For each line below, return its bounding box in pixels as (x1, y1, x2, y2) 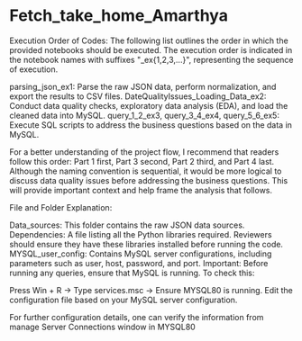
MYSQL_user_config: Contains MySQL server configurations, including (9, 248, 272, 259)
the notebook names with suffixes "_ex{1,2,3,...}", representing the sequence (9, 54, 295, 65)
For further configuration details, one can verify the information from (9, 311, 264, 322)
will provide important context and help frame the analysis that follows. (9, 184, 273, 195)
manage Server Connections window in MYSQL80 (9, 321, 196, 332)
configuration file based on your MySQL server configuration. (9, 294, 238, 305)
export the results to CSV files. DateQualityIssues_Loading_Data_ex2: (9, 91, 267, 102)
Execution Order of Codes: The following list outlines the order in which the (9, 35, 288, 46)
